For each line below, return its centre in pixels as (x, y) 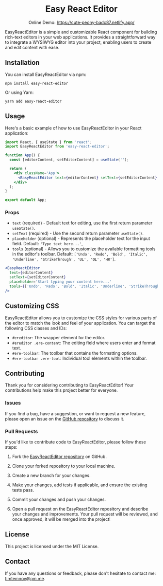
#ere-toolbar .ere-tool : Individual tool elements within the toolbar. (79, 358)
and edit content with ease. (32, 47)
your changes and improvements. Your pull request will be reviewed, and (85, 514)
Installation (22, 63)
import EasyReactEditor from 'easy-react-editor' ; (57, 146)
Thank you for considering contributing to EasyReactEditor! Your (69, 385)
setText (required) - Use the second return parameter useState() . (78, 233)
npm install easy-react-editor (37, 83)
